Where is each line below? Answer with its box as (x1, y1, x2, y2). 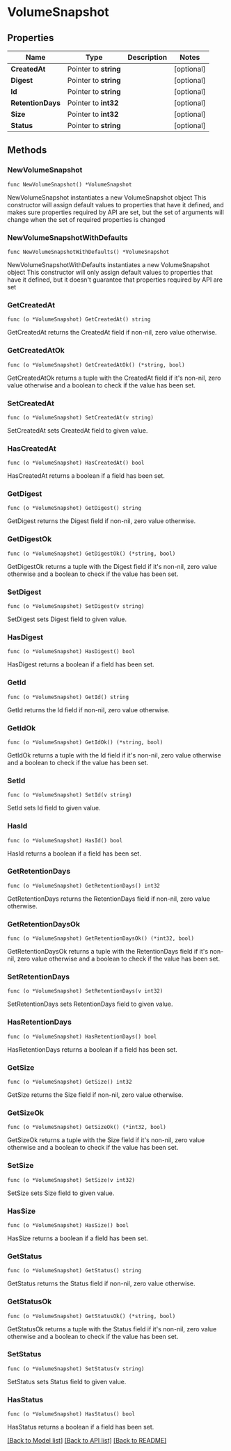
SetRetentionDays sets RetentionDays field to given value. (7, 1000, 173, 1009)
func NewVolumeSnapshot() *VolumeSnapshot (7, 181, 132, 188)
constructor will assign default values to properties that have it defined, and (7, 200, 224, 209)
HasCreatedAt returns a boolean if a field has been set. (7, 472, 165, 480)
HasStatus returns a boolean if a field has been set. (7, 1423, 154, 1432)
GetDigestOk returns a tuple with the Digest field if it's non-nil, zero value (7, 562, 217, 570)
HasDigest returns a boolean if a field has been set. (7, 660, 154, 668)
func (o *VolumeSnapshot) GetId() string (7, 694, 129, 700)
